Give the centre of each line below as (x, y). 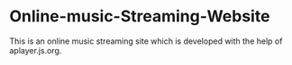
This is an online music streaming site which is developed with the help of (146, 41)
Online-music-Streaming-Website (140, 16)
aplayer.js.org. (36, 50)
